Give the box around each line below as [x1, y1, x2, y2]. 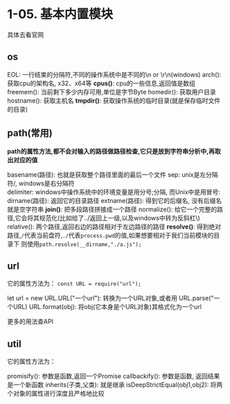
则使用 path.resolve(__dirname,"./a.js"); [20, 240, 142, 248]
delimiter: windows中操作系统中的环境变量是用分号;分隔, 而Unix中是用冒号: [7, 188, 220, 196]
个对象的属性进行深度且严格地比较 [7, 389, 105, 398]
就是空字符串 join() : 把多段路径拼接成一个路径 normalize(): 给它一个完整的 [7, 205, 218, 213]
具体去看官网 [7, 30, 44, 39]
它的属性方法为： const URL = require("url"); [7, 279, 142, 288]
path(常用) [7, 128, 53, 139]
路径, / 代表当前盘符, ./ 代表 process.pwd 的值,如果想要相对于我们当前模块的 [7, 231, 214, 239]
